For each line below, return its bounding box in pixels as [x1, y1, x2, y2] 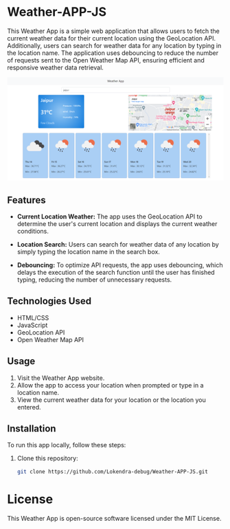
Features [7, 194, 46, 206]
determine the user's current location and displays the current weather [16, 219, 218, 227]
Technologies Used [7, 295, 91, 307]
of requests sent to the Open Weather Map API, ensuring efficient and [7, 56, 205, 64]
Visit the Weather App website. [16, 374, 105, 382]
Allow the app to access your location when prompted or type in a [16, 381, 204, 389]
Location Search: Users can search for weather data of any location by [16, 240, 220, 248]
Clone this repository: [16, 454, 78, 462]
